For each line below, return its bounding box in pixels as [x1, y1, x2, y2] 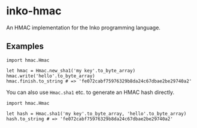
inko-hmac [6, 4, 62, 18]
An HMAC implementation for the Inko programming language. [6, 24, 161, 31]
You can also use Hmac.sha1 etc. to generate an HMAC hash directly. [6, 89, 175, 96]
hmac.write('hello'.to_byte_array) [6, 73, 95, 79]
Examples [6, 41, 44, 51]
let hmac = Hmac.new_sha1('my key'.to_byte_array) [6, 68, 136, 74]
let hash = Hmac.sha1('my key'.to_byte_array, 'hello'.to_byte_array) [6, 111, 187, 117]
